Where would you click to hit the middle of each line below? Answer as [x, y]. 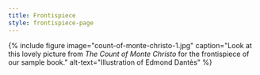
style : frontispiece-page [51, 23]
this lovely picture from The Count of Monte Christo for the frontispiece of [129, 54]
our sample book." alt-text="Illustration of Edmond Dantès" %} [110, 62]
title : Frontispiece [42, 15]
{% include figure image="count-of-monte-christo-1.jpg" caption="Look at [130, 45]
